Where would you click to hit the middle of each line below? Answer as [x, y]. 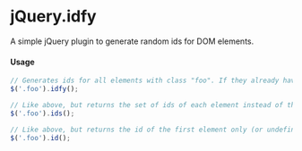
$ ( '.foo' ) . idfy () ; [44, 89]
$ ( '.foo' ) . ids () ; [43, 113]
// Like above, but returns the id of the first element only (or [137, 130]
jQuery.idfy [53, 17]
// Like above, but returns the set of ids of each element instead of [147, 105]
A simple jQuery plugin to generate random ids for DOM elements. [132, 41]
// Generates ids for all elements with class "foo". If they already [145, 81]
